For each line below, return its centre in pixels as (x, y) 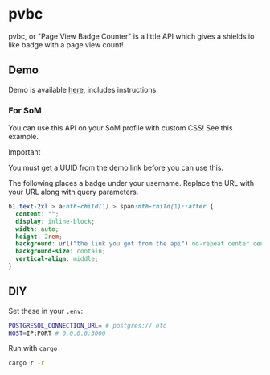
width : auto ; (37, 229)
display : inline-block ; (55, 221)
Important (25, 152)
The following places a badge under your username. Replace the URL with (131, 183)
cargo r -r (27, 363)
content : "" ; (37, 214)
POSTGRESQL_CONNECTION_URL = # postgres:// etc (88, 326)
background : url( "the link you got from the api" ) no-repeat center (133, 244)
